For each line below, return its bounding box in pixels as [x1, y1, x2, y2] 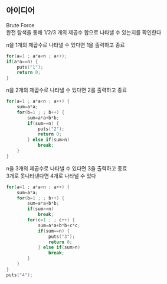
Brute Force [6, 21, 35, 28]
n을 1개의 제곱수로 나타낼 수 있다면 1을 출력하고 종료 [6, 41, 125, 49]
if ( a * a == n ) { [6, 59, 38, 64]
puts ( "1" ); [17, 64, 44, 70]
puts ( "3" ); [48, 233, 76, 240]
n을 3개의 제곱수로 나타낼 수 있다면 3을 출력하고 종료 [6, 164, 127, 172]
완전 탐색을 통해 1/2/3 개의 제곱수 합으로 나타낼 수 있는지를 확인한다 [6, 28, 162, 35]
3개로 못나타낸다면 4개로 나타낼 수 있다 [6, 172, 96, 179]
